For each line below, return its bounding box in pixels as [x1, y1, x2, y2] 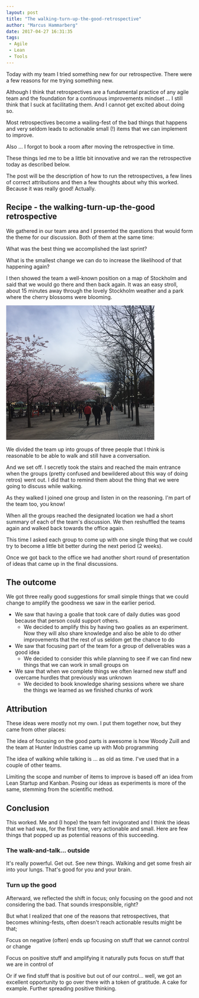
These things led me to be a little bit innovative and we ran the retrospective [6, 155, 191, 162]
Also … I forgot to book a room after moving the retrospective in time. [6, 143, 175, 150]
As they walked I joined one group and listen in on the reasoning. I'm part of [6, 494, 191, 501]
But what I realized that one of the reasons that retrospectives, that [6, 912, 169, 920]
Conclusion [6, 803, 50, 813]
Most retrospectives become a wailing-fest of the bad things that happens [6, 119, 188, 126]
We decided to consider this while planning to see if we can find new [23, 655, 192, 662]
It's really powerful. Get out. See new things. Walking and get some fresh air [6, 860, 192, 867]
